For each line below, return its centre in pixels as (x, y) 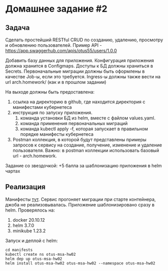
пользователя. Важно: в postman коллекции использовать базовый (86, 150)
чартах (13, 171)
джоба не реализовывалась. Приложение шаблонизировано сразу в (80, 204)
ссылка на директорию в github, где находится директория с (79, 102)
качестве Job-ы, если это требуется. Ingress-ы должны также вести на (83, 77)
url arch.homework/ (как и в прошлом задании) (56, 82)
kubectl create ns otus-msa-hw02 (41, 254)
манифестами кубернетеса (42, 107)
